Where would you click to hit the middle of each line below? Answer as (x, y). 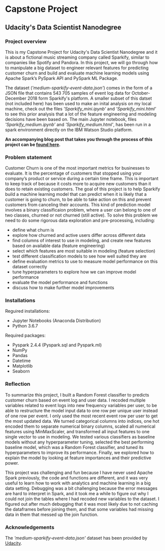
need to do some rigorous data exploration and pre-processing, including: (80, 220)
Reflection (18, 384)
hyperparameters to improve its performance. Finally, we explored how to (80, 452)
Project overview (26, 41)
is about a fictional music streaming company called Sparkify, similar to (77, 57)
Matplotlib (22, 366)
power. (12, 463)
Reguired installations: (28, 311)
